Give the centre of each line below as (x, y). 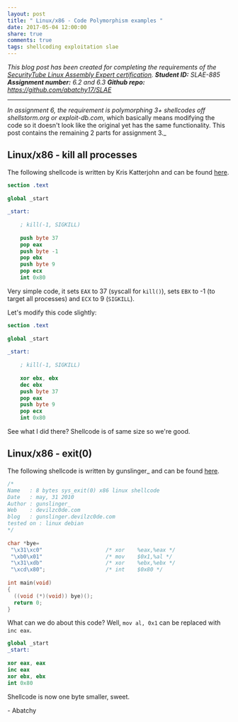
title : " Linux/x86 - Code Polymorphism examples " (85, 21)
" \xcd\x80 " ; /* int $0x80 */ (86, 570)
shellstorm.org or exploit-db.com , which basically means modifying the (111, 117)
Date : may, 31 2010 (41, 497)
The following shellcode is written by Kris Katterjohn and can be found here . (118, 172)
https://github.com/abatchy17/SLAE (59, 90)
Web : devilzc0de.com (44, 510)
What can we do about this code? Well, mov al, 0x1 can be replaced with (114, 623)
